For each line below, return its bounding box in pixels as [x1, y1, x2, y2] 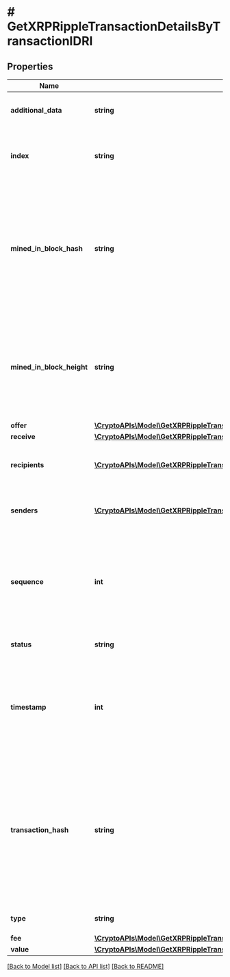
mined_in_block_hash [10, 244, 84, 253]
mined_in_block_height [10, 362, 88, 372]
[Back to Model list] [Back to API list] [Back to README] [7, 963, 164, 970]
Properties [7, 60, 53, 72]
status [10, 640, 32, 649]
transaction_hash [10, 825, 69, 835]
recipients [10, 460, 44, 469]
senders [10, 506, 38, 515]
